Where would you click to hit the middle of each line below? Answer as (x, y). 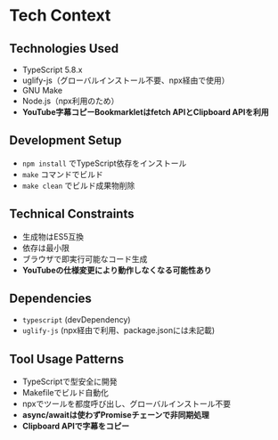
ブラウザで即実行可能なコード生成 (85, 258)
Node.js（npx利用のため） (70, 101)
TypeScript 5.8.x (52, 69)
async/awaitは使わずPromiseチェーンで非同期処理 (115, 415)
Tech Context (60, 16)
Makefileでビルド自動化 (65, 393)
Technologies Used (64, 49)
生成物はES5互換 (53, 236)
